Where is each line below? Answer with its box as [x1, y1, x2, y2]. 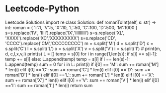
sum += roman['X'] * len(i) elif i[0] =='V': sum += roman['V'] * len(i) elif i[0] [5, 77, 159, 83]
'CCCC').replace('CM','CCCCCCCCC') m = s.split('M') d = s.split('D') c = [5, 40, 154, 46]
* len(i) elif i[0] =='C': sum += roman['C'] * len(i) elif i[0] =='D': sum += [5, 66, 151, 72]
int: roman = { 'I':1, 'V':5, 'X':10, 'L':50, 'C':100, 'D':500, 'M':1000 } [5, 24, 138, 30]
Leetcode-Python [5, 3, 80, 14]
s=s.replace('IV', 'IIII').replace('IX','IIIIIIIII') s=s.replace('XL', [5, 30, 124, 36]
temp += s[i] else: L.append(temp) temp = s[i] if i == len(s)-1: [5, 56, 130, 62]
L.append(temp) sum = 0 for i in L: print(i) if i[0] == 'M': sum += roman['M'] [5, 61, 159, 67]
